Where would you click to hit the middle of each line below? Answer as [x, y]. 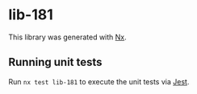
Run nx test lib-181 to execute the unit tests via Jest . [99, 81]
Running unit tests [55, 62]
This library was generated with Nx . [67, 37]
